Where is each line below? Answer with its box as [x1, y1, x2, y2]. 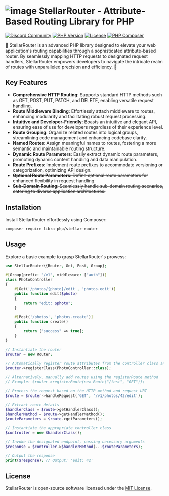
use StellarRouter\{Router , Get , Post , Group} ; [5, 263, 107, 269]
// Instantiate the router [5, 347, 62, 352]
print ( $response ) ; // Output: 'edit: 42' [5, 458, 94, 463]
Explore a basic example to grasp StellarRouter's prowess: [5, 254, 126, 260]
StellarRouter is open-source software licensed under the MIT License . [5, 485, 152, 491]
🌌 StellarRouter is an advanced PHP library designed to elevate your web [5, 42, 156, 48]
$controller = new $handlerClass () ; [5, 430, 82, 435]
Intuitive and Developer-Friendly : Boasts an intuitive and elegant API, [12, 119, 157, 125]
